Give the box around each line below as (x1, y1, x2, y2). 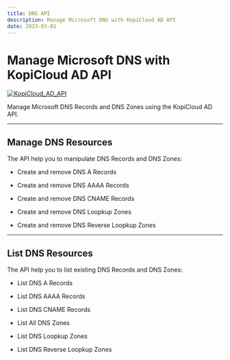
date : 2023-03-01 (7, 23, 57, 29)
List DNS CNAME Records (16, 305, 91, 313)
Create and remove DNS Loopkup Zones (16, 208, 132, 216)
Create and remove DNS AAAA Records (16, 181, 129, 189)
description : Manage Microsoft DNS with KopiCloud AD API (7, 16, 176, 23)
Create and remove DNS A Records (16, 168, 117, 176)
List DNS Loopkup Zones (16, 332, 88, 340)
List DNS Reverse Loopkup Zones (16, 345, 112, 353)
